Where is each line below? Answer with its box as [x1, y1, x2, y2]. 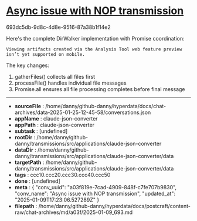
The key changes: [6, 62, 50, 69]
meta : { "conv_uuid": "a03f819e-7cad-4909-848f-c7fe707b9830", [14, 183, 177, 190]
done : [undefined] [14, 178, 60, 185]
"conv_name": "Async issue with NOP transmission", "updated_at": [14, 190, 176, 197]
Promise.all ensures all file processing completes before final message [14, 85, 185, 92]
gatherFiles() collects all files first [14, 73, 96, 80]
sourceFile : [14, 102, 45, 109]
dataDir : [14, 146, 36, 153]
